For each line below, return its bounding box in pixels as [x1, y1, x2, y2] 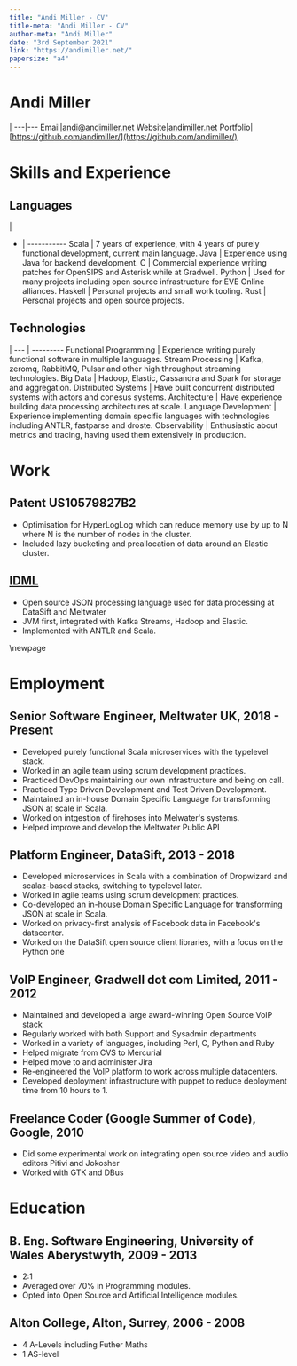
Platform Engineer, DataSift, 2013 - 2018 [9, 847, 235, 862]
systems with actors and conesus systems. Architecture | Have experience [9, 392, 283, 402]
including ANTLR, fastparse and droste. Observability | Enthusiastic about [9, 419, 278, 431]
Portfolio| [219, 122, 254, 132]
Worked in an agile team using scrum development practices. [21, 765, 246, 775]
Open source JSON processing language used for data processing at [21, 597, 275, 608]
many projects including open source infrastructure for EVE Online [21, 276, 265, 287]
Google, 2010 [9, 1124, 84, 1140]
